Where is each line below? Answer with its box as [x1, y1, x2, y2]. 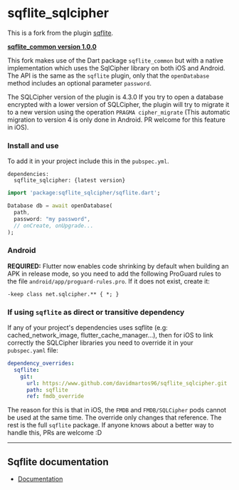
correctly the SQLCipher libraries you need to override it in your [7, 338, 193, 347]
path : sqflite [26, 386, 69, 393]
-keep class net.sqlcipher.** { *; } [7, 291, 119, 298]
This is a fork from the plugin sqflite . [7, 28, 114, 37]
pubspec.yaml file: [7, 346, 59, 355]
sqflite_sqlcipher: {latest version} [14, 177, 126, 184]
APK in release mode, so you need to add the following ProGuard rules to [7, 269, 222, 278]
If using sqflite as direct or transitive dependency [7, 307, 185, 317]
